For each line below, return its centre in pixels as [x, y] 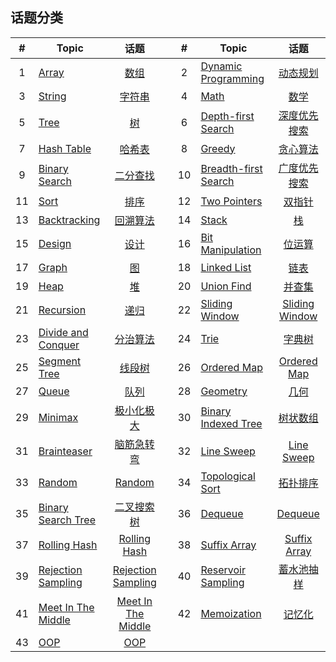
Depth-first [227, 116]
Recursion [62, 310]
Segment [60, 361]
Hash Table [65, 148]
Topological [228, 476]
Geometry [224, 391]
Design [55, 243]
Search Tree [67, 520]
